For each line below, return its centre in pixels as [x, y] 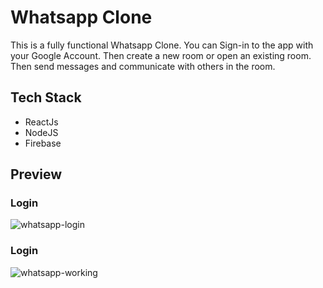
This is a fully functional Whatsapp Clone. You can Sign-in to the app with [162, 45]
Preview [36, 174]
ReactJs [41, 122]
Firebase [43, 143]
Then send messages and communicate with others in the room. [143, 66]
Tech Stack [46, 97]
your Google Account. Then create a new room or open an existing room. [161, 55]
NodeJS [41, 132]
